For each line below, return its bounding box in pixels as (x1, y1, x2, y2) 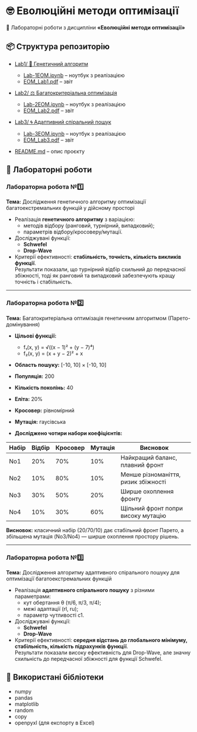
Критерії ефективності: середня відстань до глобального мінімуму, (14, 637, 188, 644)
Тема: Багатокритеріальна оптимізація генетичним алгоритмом (6, 315, 167, 322)
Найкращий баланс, (120, 453, 178, 462)
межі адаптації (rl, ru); (23, 606, 79, 613)
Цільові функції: (14, 332, 57, 339)
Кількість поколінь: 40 (14, 384, 73, 391)
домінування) (6, 320, 40, 327)
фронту (120, 494, 142, 503)
